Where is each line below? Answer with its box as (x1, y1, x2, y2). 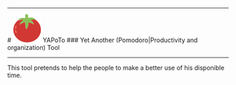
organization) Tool (7, 44, 60, 51)
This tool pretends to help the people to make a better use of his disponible (7, 64, 225, 72)
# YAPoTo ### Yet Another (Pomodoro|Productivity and (7, 36, 198, 44)
